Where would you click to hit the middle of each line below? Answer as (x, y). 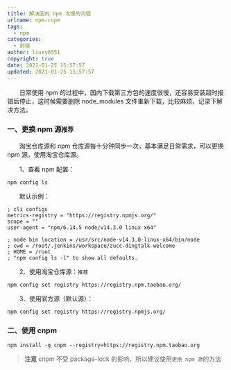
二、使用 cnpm (32, 330)
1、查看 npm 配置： (47, 169)
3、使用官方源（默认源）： (57, 298)
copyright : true (31, 59)
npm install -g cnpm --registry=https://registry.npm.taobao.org (103, 345)
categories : (24, 40)
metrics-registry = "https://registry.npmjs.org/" (82, 215)
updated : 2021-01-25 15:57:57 (51, 72)
